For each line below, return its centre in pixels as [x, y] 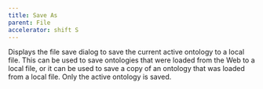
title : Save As [33, 15]
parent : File [29, 23]
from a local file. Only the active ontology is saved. [90, 77]
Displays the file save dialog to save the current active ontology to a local [126, 52]
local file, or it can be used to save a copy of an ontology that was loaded [126, 69]
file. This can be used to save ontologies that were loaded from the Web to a [131, 60]
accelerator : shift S [44, 30]
